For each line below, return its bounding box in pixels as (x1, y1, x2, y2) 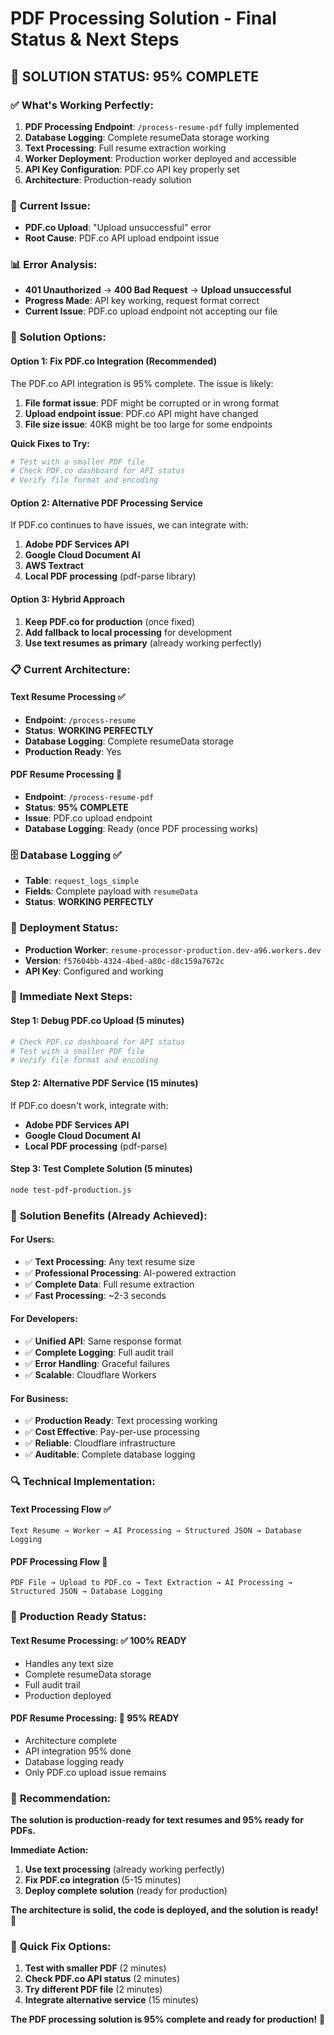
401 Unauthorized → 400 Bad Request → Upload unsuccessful (24, 284, 292, 296)
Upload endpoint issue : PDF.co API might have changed (24, 407, 259, 419)
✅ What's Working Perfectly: (10, 98, 154, 112)
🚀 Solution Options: (10, 330, 107, 344)
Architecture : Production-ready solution (24, 173, 192, 186)
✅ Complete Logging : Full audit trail (24, 1346, 174, 1358)
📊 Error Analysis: (10, 258, 98, 272)
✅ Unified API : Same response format (24, 1335, 182, 1347)
